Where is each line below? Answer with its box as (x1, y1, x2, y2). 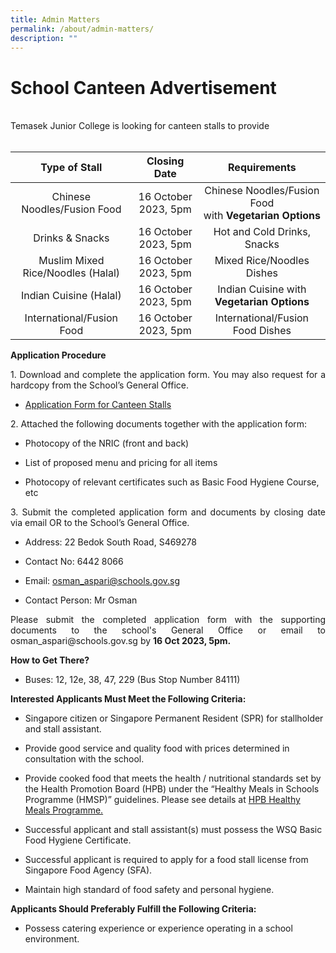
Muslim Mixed (38, 254, 105, 268)
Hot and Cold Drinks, (213, 225, 312, 239)
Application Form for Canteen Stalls (24, 399, 172, 411)
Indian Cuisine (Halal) (20, 289, 122, 303)
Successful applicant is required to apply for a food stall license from (24, 854, 309, 866)
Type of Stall (40, 161, 103, 175)
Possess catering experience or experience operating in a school (24, 922, 293, 935)
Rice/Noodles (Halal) (22, 266, 121, 280)
